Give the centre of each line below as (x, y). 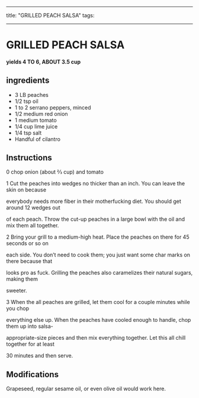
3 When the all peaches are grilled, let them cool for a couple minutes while (98, 302)
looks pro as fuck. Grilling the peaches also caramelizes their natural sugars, (99, 273)
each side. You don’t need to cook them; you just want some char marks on (98, 255)
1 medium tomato (36, 120)
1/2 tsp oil (26, 101)
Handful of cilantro (38, 139)
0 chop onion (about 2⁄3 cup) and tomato (55, 172)
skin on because (26, 190)
